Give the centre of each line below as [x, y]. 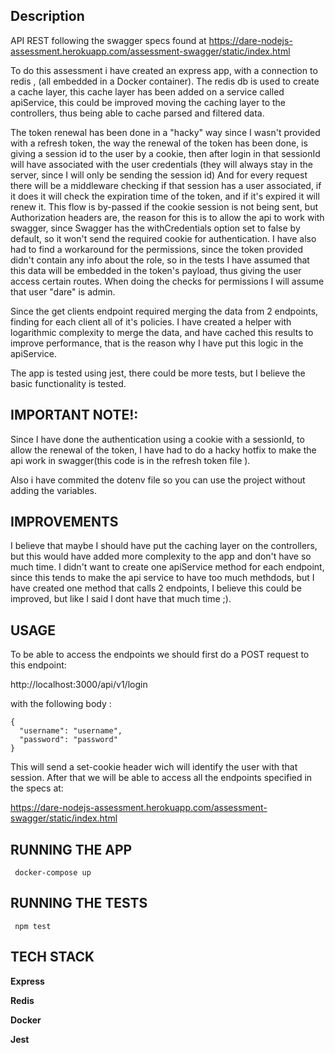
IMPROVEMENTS [64, 522]
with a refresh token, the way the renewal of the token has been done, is [159, 143]
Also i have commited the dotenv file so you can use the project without [158, 480]
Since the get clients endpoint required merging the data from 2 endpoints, [164, 311]
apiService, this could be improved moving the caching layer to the [148, 102]
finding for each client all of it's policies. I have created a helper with [151, 321]
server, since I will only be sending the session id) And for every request [159, 175]
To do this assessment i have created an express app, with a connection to [164, 70]
